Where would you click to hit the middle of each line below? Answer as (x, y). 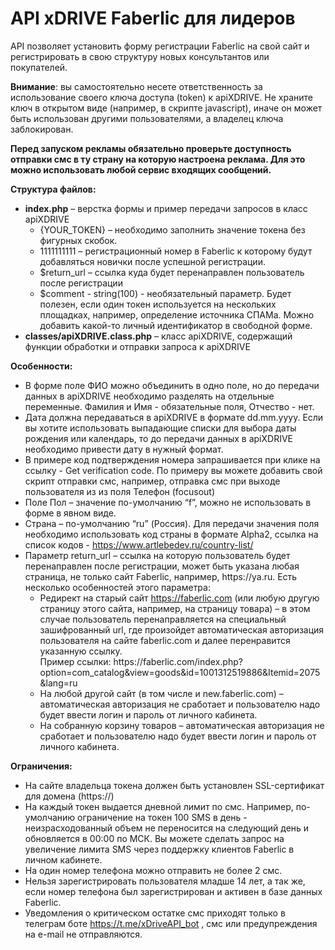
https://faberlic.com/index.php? (178, 661)
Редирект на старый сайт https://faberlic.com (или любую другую (179, 598)
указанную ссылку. (81, 651)
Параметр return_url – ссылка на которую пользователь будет (157, 555)
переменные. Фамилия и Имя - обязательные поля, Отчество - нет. (169, 406)
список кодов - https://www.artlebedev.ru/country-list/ (139, 544)
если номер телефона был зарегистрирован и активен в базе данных (173, 891)
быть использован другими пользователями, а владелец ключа (147, 118)
